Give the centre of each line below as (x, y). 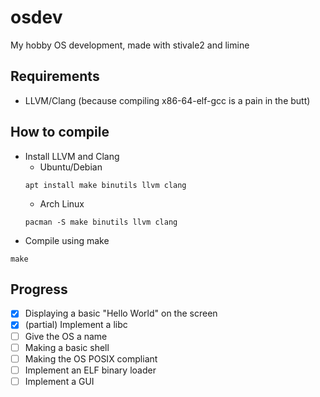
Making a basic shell (67, 347)
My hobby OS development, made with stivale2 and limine (130, 45)
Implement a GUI (59, 381)
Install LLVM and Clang (72, 156)
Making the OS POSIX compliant (91, 358)
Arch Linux (62, 203)
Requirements (55, 76)
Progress (39, 289)
